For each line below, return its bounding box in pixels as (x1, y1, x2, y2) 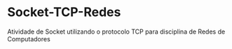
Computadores (7, 34, 50, 43)
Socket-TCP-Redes (7, 4, 121, 20)
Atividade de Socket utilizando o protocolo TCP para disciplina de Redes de (7, 27, 226, 36)
